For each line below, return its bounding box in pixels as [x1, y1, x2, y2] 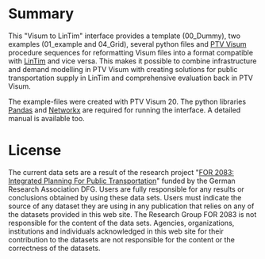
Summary [8, 5, 74, 23]
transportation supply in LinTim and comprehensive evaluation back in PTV [8, 73, 254, 82]
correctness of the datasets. [8, 243, 101, 253]
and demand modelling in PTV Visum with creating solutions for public [8, 64, 238, 74]
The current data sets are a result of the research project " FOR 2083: [8, 167, 234, 177]
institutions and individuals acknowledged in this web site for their [8, 227, 225, 236]
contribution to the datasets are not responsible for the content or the [8, 234, 236, 244]
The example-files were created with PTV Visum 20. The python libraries [8, 97, 247, 106]
